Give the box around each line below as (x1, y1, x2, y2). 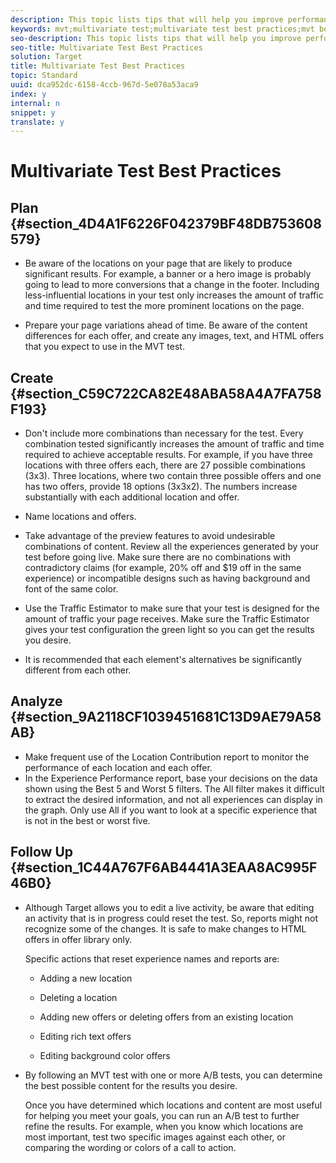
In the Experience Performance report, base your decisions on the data (24, 772, 318, 784)
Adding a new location (39, 972, 133, 984)
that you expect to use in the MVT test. (24, 341, 185, 353)
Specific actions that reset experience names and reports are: (24, 952, 280, 965)
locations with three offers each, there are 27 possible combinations (24, 459, 306, 471)
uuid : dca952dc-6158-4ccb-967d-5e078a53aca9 (10, 80, 199, 90)
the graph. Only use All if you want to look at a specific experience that (24, 804, 318, 816)
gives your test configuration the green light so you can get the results (24, 624, 315, 636)
